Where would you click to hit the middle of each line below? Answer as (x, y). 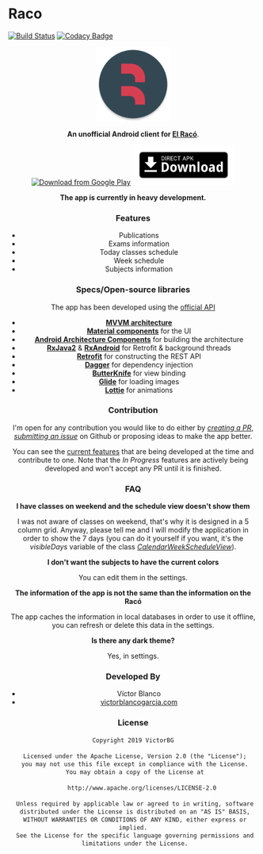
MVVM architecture (139, 322)
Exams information (139, 244)
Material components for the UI (139, 331)
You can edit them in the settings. (133, 578)
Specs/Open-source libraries (133, 290)
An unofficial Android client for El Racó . (133, 134)
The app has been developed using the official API (133, 307)
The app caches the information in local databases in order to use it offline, (133, 617)
